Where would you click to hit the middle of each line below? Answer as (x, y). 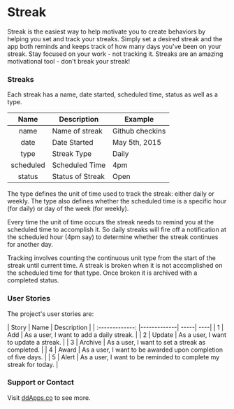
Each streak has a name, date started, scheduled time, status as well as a (113, 94)
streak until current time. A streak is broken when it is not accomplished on (115, 266)
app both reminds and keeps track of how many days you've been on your (114, 46)
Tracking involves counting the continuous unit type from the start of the (112, 258)
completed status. (33, 280)
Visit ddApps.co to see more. (49, 397)
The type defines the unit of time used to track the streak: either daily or (111, 194)
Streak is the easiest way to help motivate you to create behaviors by (107, 31)
